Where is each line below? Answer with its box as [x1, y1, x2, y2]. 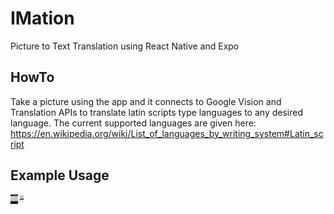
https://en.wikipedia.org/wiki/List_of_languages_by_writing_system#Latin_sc [10, 127, 324, 139]
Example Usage [10, 167, 110, 184]
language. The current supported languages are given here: [10, 117, 257, 129]
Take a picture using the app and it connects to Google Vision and [10, 95, 282, 107]
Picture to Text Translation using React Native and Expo [10, 40, 240, 52]
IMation [10, 7, 75, 30]
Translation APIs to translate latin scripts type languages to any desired [10, 106, 303, 118]
